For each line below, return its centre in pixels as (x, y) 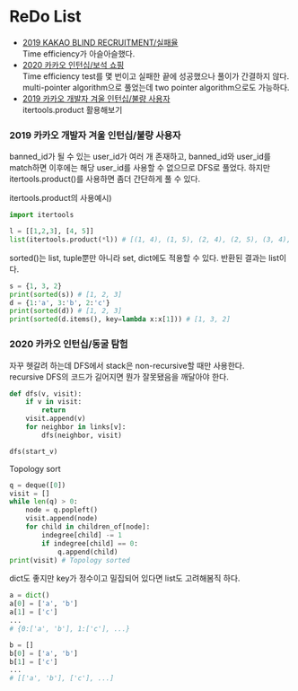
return (54, 410)
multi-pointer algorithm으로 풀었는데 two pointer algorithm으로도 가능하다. (156, 87)
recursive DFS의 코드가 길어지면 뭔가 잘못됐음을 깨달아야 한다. (119, 376)
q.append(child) (88, 552)
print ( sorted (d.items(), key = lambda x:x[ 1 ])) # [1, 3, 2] (120, 319)
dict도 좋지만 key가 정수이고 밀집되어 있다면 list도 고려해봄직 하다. (125, 578)
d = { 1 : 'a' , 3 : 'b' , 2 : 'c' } (60, 302)
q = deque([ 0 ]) (38, 485)
